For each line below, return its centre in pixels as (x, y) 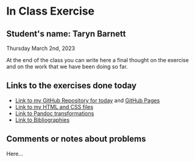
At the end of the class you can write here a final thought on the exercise (97, 60)
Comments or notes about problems (76, 139)
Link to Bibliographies (42, 119)
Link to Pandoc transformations (55, 113)
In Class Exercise (50, 11)
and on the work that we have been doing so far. (67, 66)
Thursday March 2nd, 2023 (41, 48)
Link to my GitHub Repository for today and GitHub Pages (87, 100)
